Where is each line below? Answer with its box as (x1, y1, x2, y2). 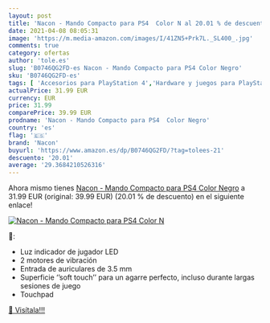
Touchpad (19, 290, 54, 300)
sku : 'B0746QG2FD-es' (8, 72, 81, 80)
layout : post (8, 11, 52, 20)
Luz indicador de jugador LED (19, 247, 119, 257)
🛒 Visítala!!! (8, 305, 46, 315)
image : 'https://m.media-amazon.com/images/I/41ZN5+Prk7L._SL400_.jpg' (8, 34, 253, 43)
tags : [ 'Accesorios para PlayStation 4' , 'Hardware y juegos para (8, 79, 235, 87)
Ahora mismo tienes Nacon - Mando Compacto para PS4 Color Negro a (8, 183, 245, 193)
